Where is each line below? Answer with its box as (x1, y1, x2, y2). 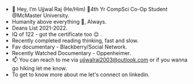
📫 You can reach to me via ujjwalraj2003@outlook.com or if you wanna (11, 56, 188, 63)
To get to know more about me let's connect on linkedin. (11, 71, 150, 78)
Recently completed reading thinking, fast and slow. (11, 37, 139, 44)
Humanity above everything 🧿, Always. (11, 18, 107, 25)
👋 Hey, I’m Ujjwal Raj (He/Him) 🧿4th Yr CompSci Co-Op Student (11, 6, 168, 12)
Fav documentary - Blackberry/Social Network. (11, 43, 128, 50)
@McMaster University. (11, 12, 69, 19)
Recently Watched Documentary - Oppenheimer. (11, 50, 131, 56)
